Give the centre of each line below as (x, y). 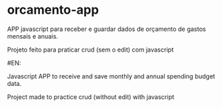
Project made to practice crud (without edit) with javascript (91, 97)
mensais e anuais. (33, 36)
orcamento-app (53, 10)
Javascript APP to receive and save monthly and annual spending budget (111, 76)
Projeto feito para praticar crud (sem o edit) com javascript (90, 50)
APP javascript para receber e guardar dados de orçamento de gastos (107, 29)
